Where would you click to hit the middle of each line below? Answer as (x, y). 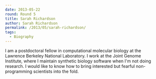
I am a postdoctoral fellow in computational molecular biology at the (73, 50)
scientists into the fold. (56, 71)
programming (19, 71)
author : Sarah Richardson (31, 23)
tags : (10, 32)
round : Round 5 (20, 14)
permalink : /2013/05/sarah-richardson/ (46, 28)
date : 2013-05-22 (23, 10)
